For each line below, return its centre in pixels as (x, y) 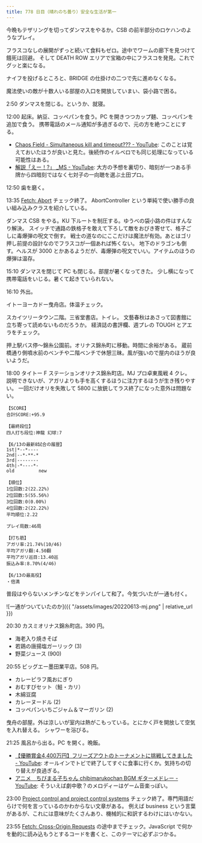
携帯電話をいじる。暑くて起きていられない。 (62, 279)
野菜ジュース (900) (38, 654)
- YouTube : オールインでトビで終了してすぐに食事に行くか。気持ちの (100, 763)
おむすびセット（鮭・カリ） (49, 687)
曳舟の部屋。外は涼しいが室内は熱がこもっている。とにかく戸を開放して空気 (101, 722)
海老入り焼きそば (36, 638)
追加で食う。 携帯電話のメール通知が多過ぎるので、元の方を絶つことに (94, 124)
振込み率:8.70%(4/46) (32, 564)
